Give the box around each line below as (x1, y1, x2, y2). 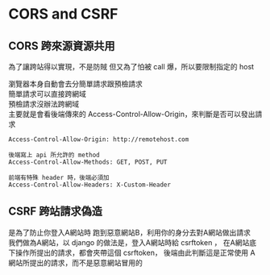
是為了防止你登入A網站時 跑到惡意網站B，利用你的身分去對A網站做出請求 (8, 227, 251, 237)
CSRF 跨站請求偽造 (8, 205, 103, 219)
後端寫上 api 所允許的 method (8, 151, 101, 159)
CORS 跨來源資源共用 (8, 39, 115, 52)
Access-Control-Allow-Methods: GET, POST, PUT (8, 158, 168, 166)
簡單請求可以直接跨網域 (8, 90, 86, 98)
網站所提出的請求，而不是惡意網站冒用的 (8, 257, 143, 267)
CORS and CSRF (8, 5, 118, 23)
